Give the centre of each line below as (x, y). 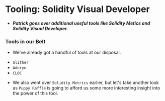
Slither (20, 63)
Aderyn (19, 68)
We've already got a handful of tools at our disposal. (67, 53)
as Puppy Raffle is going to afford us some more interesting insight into (86, 88)
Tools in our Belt (25, 41)
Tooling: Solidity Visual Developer (77, 9)
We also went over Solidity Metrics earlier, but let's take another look (86, 83)
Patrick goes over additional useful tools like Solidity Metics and (81, 23)
